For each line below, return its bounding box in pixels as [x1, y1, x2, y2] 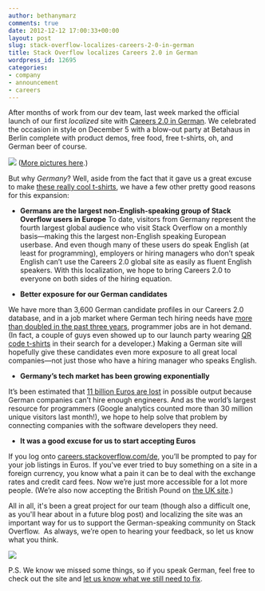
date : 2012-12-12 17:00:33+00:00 [8, 26, 120, 34]
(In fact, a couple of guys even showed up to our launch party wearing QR [8, 331, 251, 340]
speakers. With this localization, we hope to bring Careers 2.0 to [19, 265, 231, 276]
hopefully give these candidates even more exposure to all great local [8, 347, 238, 357]
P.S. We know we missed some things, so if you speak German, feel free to [8, 565, 255, 575]
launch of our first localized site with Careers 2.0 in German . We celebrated [8, 117, 257, 126]
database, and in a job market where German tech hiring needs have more [8, 313, 253, 323]
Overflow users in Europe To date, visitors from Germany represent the [19, 215, 256, 224]
